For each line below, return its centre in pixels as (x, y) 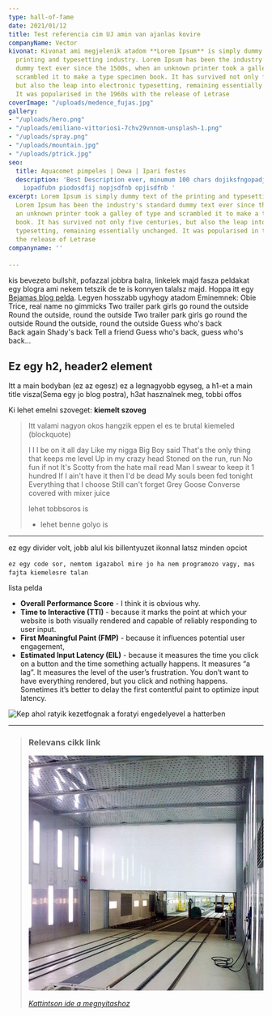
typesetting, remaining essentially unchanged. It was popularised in (137, 231)
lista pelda (25, 587)
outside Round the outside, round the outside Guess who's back (115, 323)
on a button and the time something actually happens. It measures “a (135, 664)
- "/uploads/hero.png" (47, 120)
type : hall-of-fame (41, 17)
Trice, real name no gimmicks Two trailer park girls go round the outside (129, 306)
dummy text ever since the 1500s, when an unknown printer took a (130, 69)
